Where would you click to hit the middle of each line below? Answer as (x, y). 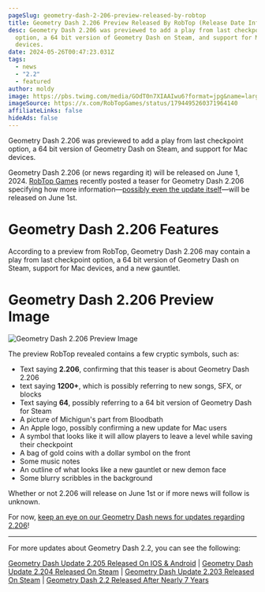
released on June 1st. (43, 197)
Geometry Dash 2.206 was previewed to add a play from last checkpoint (126, 140)
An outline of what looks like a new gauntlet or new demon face (123, 469)
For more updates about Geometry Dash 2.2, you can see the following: (124, 548)
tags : (17, 60)
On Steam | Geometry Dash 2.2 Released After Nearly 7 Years (108, 579)
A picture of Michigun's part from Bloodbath (91, 419)
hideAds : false (33, 118)
